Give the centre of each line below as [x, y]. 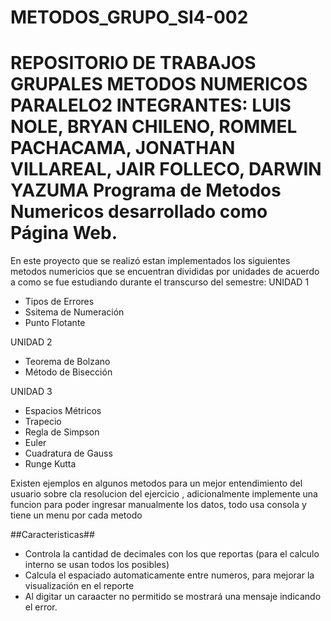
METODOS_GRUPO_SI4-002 [129, 17]
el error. [41, 607]
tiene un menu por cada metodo [76, 515]
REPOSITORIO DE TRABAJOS [133, 63]
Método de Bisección [68, 372]
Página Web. [64, 233]
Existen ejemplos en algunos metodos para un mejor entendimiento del [156, 483]
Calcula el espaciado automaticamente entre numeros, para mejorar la [169, 575]
